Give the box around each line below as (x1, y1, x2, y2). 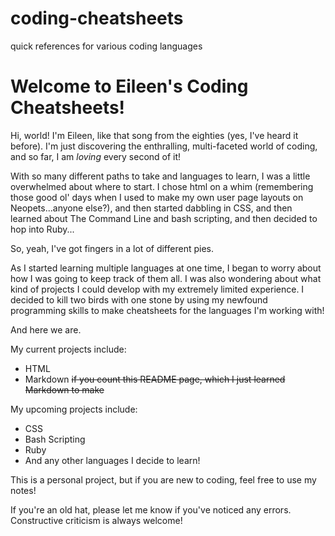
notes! (10, 484, 37, 496)
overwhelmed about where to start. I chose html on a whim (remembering (10, 180, 314, 192)
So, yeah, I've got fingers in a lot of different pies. (10, 242, 214, 254)
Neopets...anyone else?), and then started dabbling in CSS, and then (10, 202, 293, 214)
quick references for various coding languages (10, 40, 203, 52)
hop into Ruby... (10, 223, 75, 235)
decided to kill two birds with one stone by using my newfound (10, 293, 268, 306)
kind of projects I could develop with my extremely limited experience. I (10, 283, 305, 295)
